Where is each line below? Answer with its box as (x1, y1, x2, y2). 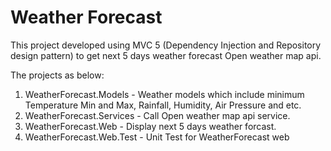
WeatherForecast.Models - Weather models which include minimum (24, 88, 305, 100)
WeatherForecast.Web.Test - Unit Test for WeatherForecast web (24, 131, 290, 143)
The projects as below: (10, 69, 105, 81)
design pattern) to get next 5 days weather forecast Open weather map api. (10, 49, 322, 61)
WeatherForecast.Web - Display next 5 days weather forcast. (24, 120, 277, 132)
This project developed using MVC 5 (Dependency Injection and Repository (10, 39, 322, 51)
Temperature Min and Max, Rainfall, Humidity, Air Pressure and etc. (24, 99, 302, 111)
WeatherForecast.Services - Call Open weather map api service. (24, 109, 291, 121)
